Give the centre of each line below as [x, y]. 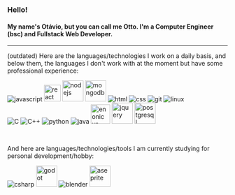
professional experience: [43, 71]
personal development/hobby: [51, 156]
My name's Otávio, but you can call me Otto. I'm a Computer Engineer [111, 27]
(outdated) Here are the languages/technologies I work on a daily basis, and [116, 56]
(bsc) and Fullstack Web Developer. [60, 34]
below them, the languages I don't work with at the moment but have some [115, 64]
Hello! [17, 10]
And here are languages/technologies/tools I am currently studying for [108, 149]
